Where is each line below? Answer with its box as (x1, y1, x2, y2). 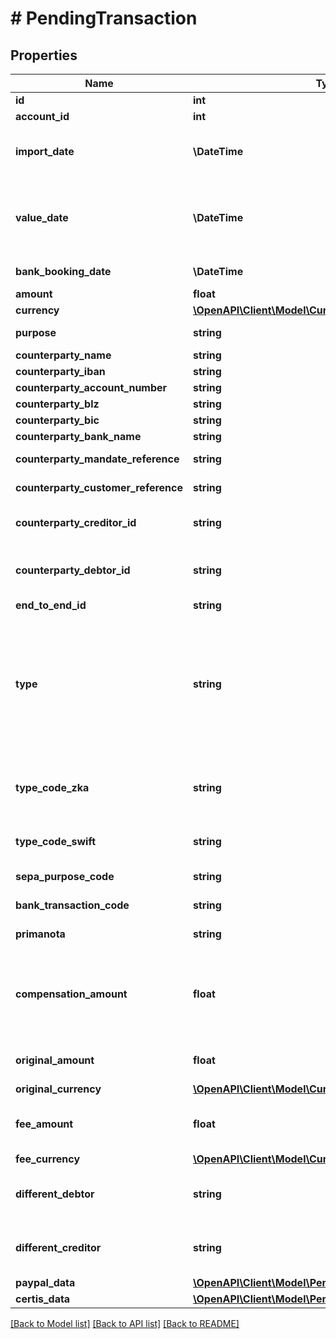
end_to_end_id (15, 598, 87, 612)
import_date (15, 145, 75, 158)
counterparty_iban (15, 365, 106, 378)
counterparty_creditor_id (15, 516, 137, 529)
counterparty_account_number (15, 381, 168, 394)
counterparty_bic (15, 413, 100, 427)
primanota (15, 927, 66, 941)
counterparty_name (15, 348, 112, 362)
